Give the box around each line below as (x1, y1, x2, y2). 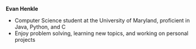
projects (14, 36, 36, 43)
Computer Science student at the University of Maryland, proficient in (14, 17, 190, 24)
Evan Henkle (5, 5, 38, 12)
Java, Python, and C (14, 24, 66, 30)
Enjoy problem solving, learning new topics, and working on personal (14, 30, 189, 37)
